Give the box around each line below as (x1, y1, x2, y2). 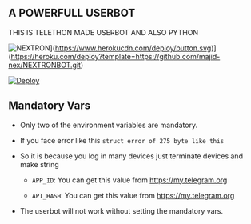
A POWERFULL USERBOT (8, 6, 136, 20)
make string (19, 159, 60, 169)
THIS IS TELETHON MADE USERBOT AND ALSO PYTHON (8, 27, 199, 37)
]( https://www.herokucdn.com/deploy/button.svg (50, 43, 212, 53)
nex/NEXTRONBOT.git (8, 60, 82, 70)
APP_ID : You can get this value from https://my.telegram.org (31, 175, 228, 185)
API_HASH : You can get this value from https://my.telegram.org (31, 190, 235, 200)
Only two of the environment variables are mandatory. (19, 120, 198, 130)
